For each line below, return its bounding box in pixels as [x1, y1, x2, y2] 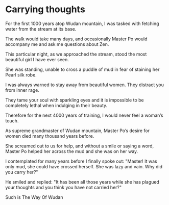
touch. [5, 117, 19, 123]
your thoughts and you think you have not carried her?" [5, 184, 122, 190]
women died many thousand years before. [5, 133, 94, 139]
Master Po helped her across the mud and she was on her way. [5, 148, 138, 154]
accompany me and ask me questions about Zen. [5, 41, 109, 47]
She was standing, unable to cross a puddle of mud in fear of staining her [5, 66, 160, 72]
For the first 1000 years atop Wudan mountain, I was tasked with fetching [5, 20, 159, 27]
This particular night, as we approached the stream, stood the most [5, 51, 147, 57]
